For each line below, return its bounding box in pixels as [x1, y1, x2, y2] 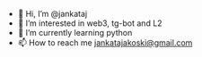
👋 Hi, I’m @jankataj [17, 9, 88, 19]
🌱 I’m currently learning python [17, 28, 133, 37]
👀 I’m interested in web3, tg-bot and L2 [17, 18, 163, 28]
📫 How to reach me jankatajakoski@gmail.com [17, 37, 193, 48]
